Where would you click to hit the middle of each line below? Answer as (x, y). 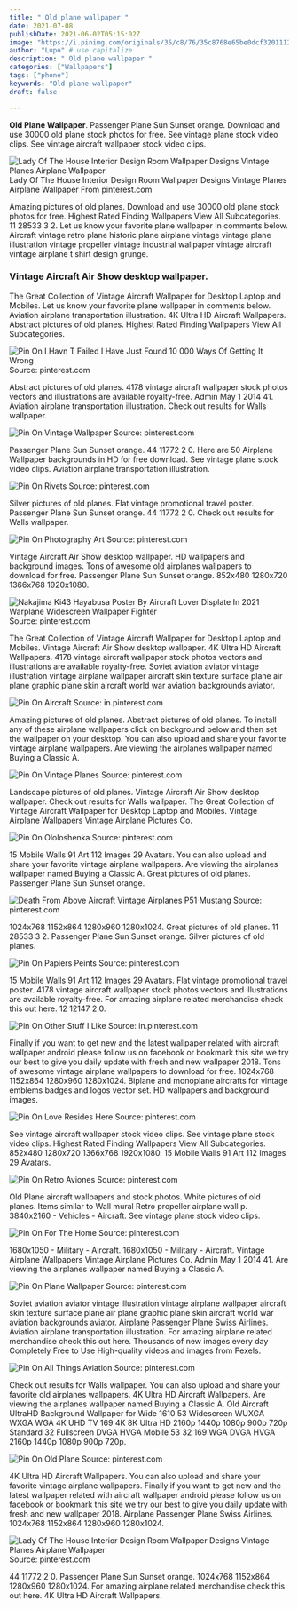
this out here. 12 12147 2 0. (58, 1008)
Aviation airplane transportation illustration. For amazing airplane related (141, 1331)
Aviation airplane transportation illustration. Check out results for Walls (138, 406)
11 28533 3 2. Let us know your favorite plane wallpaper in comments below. (149, 225)
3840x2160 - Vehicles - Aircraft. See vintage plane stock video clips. (135, 1215)
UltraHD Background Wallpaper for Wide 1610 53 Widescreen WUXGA (137, 1413)
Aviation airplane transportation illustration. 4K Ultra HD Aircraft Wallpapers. (148, 315)
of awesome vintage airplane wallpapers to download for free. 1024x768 (142, 1071)
